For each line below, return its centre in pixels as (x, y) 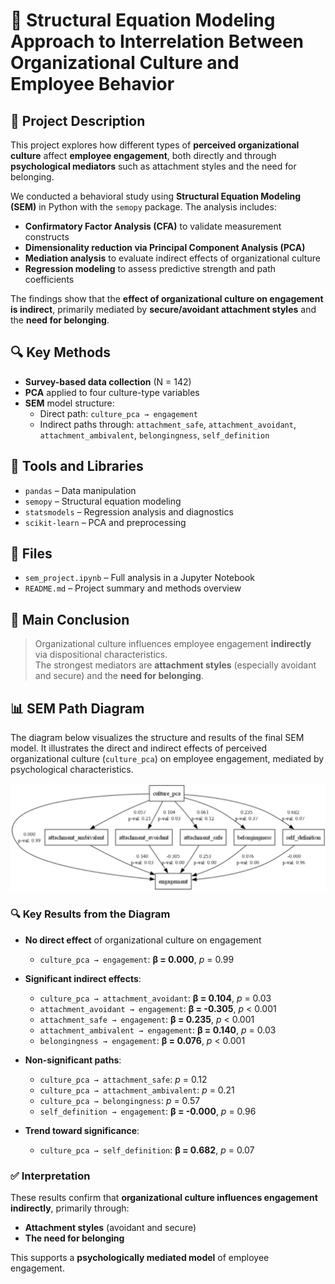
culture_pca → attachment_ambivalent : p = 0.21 (137, 1090)
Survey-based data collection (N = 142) (108, 381)
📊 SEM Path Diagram (77, 708)
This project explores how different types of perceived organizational (155, 145)
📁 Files (31, 554)
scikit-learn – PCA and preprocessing (105, 522)
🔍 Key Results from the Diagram (90, 914)
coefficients (49, 279)
